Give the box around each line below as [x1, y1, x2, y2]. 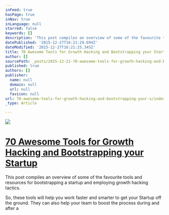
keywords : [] [5, 31, 33, 36]
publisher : [5, 73, 28, 78]
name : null [10, 77, 33, 82]
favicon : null [10, 91, 39, 96]
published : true [5, 63, 39, 68]
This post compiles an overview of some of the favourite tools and [5, 174, 142, 180]
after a [5, 205, 19, 211]
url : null [10, 86, 30, 92]
